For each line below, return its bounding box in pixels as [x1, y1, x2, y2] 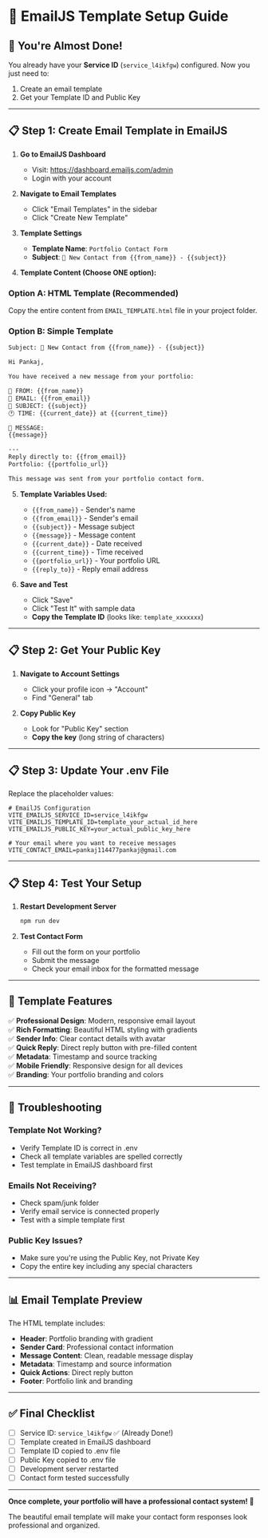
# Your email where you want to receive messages [8, 839, 177, 847]
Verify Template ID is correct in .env [19, 1143, 138, 1152]
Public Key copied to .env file [19, 1455, 116, 1465]
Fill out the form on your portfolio [31, 947, 141, 957]
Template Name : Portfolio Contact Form [31, 244, 168, 253]
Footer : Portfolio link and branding [19, 1377, 133, 1385]
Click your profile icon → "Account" [31, 684, 149, 694]
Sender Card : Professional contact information [19, 1342, 174, 1352]
